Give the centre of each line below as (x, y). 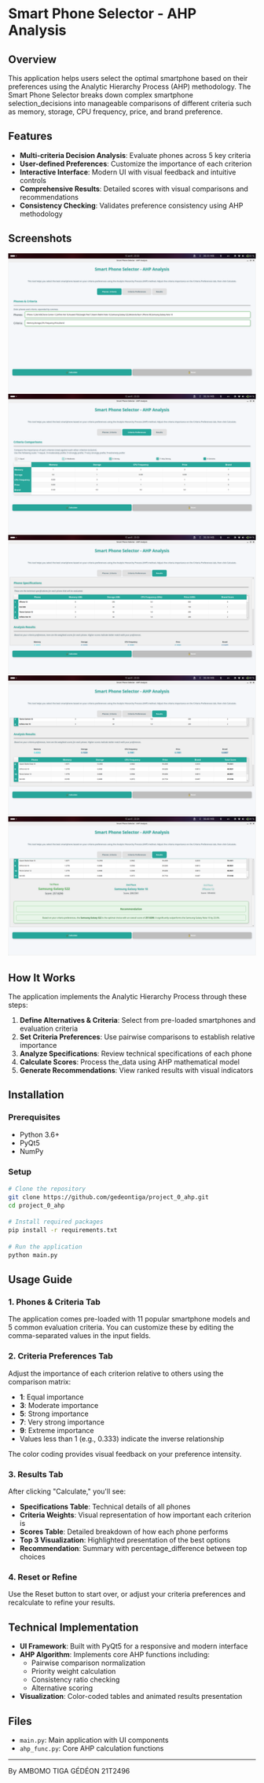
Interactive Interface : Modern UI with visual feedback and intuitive (128, 172)
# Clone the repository (47, 1189)
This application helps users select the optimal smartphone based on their (128, 78)
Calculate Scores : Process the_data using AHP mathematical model (129, 1061)
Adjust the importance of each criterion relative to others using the (116, 1373)
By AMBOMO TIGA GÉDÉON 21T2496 (69, 1771)
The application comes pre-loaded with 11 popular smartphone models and (129, 1319)
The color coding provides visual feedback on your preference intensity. (125, 1454)
